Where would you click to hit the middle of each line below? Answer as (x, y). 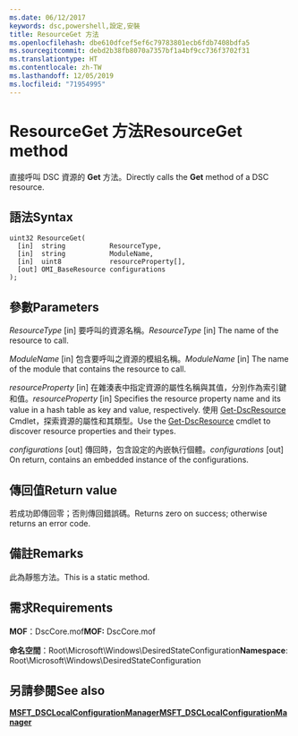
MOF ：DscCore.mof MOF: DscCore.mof (83, 631)
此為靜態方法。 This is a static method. (80, 577)
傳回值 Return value (64, 490)
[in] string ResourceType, (90, 246)
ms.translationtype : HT (54, 59)
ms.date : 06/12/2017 (48, 17)
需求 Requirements (61, 608)
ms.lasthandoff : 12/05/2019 (62, 76)
